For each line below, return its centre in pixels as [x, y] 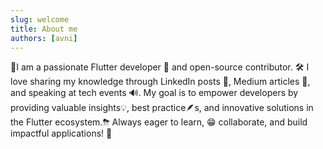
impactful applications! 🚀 [61, 133]
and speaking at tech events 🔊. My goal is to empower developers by [154, 93]
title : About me [44, 29]
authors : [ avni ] [44, 38]
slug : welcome [40, 19]
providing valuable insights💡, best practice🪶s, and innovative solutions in [162, 108]
